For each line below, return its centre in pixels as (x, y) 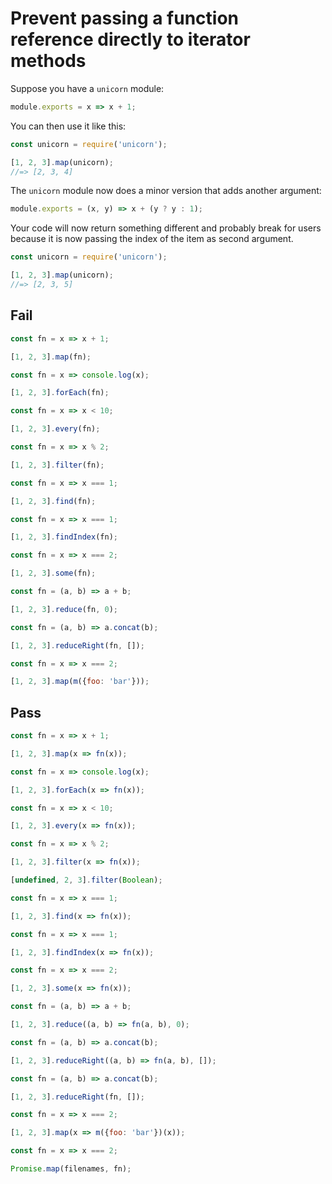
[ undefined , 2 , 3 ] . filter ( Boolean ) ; (86, 880)
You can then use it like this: (68, 126)
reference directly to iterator (130, 39)
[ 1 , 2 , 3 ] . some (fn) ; (53, 573)
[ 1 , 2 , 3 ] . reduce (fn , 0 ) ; (64, 609)
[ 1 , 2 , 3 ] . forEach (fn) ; (60, 393)
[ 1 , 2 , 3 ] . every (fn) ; (55, 429)
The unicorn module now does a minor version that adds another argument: (166, 191)
